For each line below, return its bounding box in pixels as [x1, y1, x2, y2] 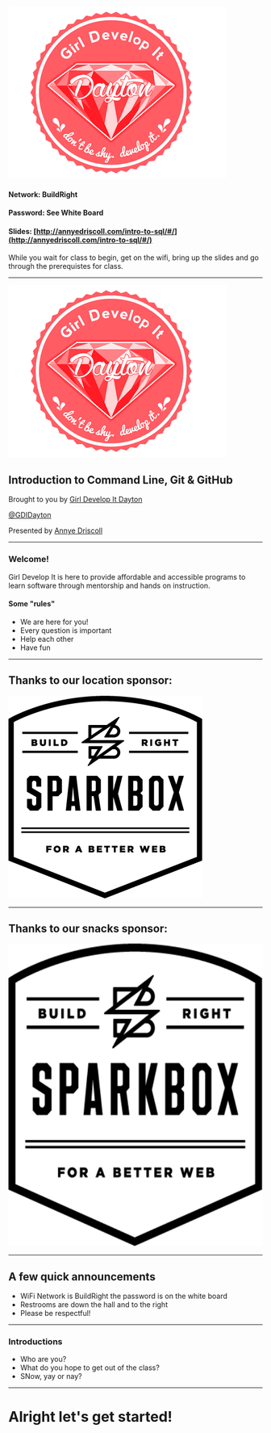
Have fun [19, 643, 51, 652]
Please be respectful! [19, 1309, 91, 1318]
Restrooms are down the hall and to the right [19, 1300, 168, 1309]
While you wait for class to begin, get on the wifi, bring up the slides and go [8, 253, 260, 262]
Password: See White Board [8, 208, 104, 218]
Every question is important [19, 625, 112, 635]
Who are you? [19, 1355, 67, 1364]
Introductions [8, 1336, 63, 1347]
